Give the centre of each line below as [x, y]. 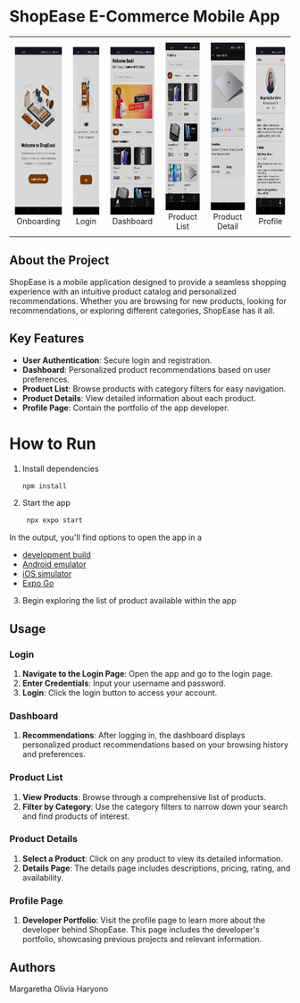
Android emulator [54, 564]
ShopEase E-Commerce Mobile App [145, 17]
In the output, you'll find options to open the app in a [106, 537]
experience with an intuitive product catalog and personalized [123, 291]
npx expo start [54, 520]
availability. [43, 877]
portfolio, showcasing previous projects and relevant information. [142, 940]
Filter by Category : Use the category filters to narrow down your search [155, 806]
